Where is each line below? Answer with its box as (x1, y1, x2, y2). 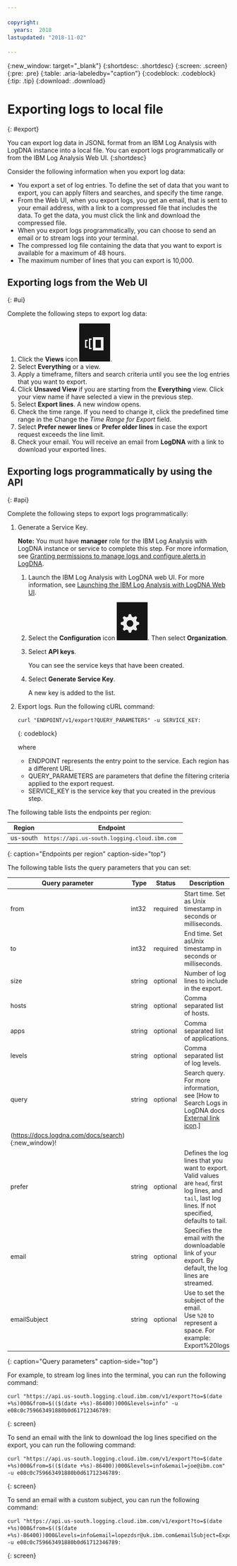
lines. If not (183, 1201, 217, 1210)
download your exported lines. (17, 445, 107, 453)
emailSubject (10, 1315, 49, 1323)
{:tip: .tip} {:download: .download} (7, 76, 106, 85)
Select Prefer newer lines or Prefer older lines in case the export (17, 422, 208, 431)
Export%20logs (183, 1342, 230, 1350)
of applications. (183, 1034, 229, 1042)
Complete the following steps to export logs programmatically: (7, 509, 188, 518)
